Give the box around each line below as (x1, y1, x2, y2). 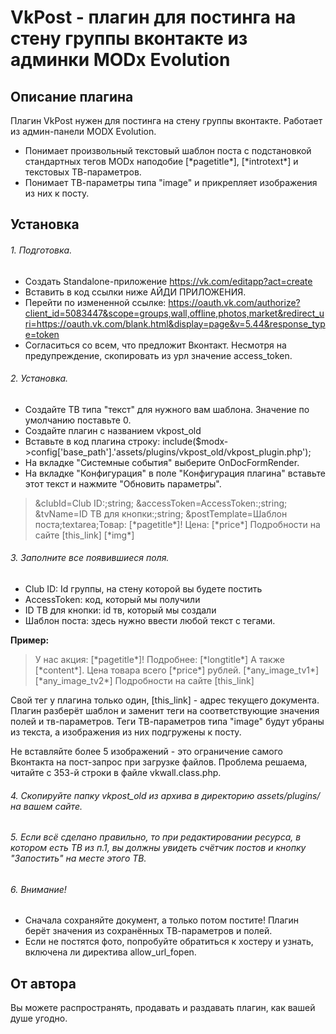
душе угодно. (10, 1012, 68, 1025)
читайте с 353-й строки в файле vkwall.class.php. (10, 767, 222, 778)
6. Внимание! (10, 883, 67, 895)
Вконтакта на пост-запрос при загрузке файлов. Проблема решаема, (10, 756, 308, 768)
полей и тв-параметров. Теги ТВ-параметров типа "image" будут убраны (10, 716, 325, 727)
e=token (24, 328, 60, 340)
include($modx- (162, 435, 229, 447)
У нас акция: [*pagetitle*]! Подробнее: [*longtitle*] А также (34, 654, 285, 665)
